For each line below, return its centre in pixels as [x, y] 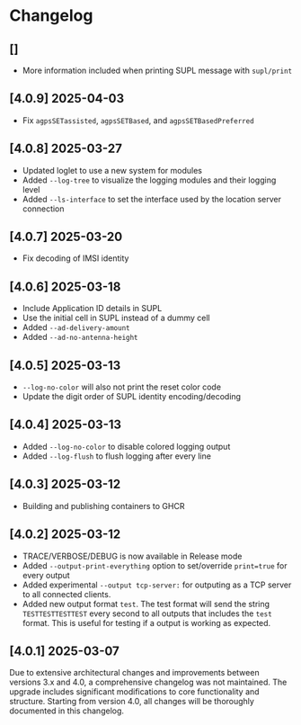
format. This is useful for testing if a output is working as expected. [146, 622]
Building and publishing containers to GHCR [103, 506]
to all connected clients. [66, 594]
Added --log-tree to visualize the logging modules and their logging [149, 180]
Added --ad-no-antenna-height [80, 337]
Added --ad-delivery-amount [76, 327]
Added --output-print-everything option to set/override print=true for [155, 565]
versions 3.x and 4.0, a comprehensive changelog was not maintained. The [148, 682]
